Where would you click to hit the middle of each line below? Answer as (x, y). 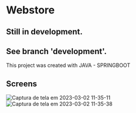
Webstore (30, 10)
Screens (21, 84)
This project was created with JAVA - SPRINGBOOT (68, 65)
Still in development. (45, 32)
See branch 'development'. (57, 51)
